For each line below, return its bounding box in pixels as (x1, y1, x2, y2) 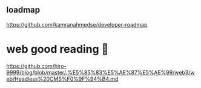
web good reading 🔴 (6, 42, 109, 56)
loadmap (6, 5, 41, 15)
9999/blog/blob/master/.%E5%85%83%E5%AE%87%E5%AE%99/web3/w (6, 69, 195, 76)
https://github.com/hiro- (6, 62, 67, 69)
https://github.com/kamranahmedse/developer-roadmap (6, 21, 148, 28)
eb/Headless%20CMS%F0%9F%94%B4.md (6, 75, 119, 83)
